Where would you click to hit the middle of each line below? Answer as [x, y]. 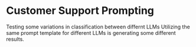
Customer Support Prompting [80, 11]
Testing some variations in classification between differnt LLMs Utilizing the [98, 27]
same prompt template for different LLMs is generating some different [91, 32]
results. [15, 39]
